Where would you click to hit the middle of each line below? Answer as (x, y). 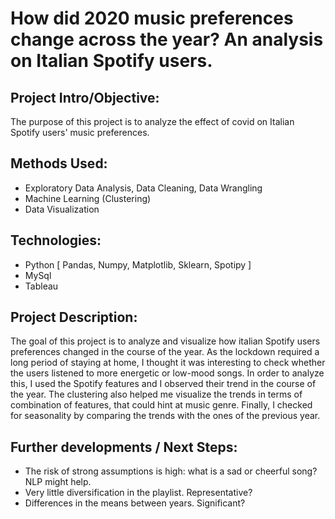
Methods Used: (59, 163)
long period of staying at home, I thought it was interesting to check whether (168, 363)
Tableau (41, 286)
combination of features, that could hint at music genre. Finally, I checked (161, 405)
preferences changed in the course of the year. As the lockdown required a (165, 352)
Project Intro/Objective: (85, 97)
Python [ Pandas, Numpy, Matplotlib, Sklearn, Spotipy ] (138, 264)
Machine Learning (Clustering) (88, 198)
